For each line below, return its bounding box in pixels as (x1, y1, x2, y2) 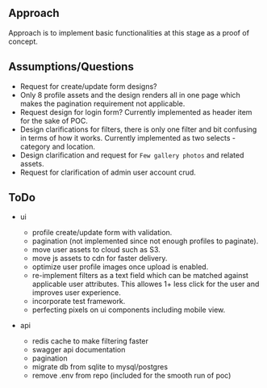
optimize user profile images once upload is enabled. (31, 262, 209, 272)
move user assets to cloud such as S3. (31, 245, 161, 255)
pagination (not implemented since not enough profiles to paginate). (31, 236, 259, 246)
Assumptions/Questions (8, 60, 135, 74)
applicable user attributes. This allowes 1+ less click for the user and (31, 279, 260, 289)
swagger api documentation (31, 345, 126, 355)
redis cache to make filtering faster (31, 336, 149, 346)
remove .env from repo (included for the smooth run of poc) (31, 371, 232, 381)
